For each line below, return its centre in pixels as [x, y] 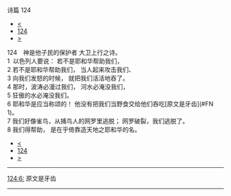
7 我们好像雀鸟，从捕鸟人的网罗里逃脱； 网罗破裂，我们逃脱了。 [98, 121]
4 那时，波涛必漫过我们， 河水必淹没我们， [68, 87]
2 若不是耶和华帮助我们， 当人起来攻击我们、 [71, 70]
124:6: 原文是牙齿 [32, 178]
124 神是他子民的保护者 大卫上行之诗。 [64, 52]
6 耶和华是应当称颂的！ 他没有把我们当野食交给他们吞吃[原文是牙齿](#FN [110, 104]
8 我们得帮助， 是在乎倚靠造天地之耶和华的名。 [74, 130]
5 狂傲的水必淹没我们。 [40, 95]
